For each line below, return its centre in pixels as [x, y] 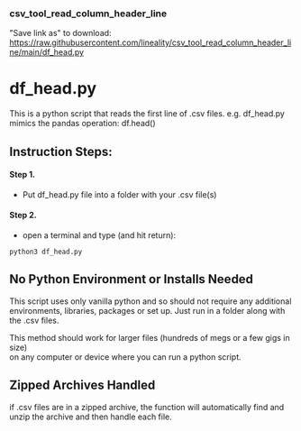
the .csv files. [34, 320]
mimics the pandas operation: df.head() [82, 124]
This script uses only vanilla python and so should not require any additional [150, 301]
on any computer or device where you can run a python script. [125, 357]
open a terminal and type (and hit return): [99, 235]
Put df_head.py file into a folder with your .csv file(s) [119, 194]
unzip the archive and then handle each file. [91, 417]
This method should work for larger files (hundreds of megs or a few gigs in [150, 337]
